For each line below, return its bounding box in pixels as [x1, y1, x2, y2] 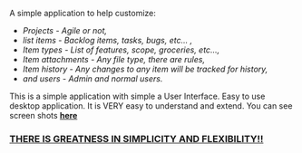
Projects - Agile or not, [22, 25, 107, 35]
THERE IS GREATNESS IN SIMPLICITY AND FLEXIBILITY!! [9, 132, 264, 145]
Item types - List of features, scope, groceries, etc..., [22, 44, 220, 55]
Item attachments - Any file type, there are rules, [22, 54, 206, 64]
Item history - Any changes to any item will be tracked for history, [22, 63, 268, 74]
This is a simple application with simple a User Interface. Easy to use [9, 91, 266, 101]
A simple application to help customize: [9, 8, 157, 18]
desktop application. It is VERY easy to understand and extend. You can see [9, 100, 293, 111]
